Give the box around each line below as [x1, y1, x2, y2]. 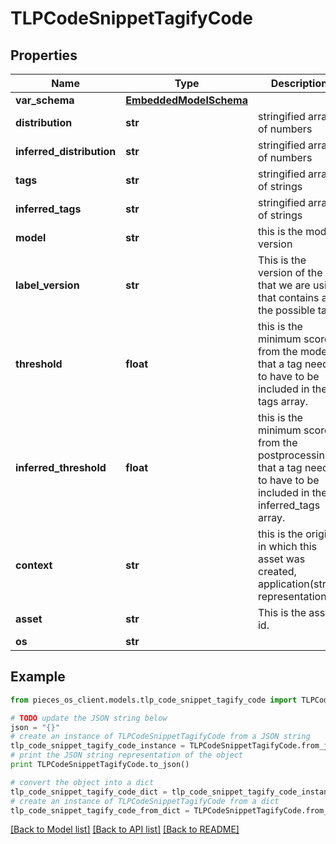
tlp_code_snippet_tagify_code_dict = [10, 787, 168, 797]
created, [257, 565, 297, 578]
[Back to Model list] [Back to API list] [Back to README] [10, 823, 240, 836]
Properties [10, 47, 78, 64]
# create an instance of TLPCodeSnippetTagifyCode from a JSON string [10, 732, 311, 742]
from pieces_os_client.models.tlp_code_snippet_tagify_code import [10, 695, 298, 705]
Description [270, 77, 328, 90]
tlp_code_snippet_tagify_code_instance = [10, 741, 186, 751]
